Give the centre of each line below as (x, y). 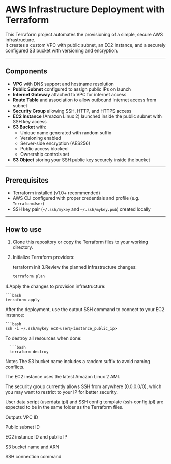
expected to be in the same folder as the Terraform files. (64, 407)
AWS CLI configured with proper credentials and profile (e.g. (76, 198)
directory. (23, 247)
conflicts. (15, 367)
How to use (23, 230)
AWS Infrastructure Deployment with (85, 9)
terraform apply (22, 300)
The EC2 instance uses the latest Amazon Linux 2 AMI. (63, 377)
